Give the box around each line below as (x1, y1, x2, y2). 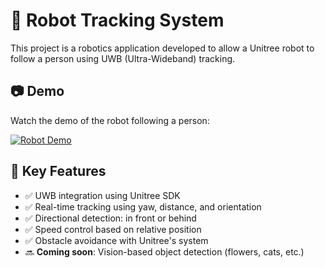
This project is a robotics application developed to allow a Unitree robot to (10, 42, 315, 54)
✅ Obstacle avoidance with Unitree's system (24, 234, 209, 246)
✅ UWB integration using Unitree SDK (24, 189, 181, 201)
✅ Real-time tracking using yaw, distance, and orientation (24, 200, 262, 213)
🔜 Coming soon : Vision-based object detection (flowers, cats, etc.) (24, 245, 305, 258)
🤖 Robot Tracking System (10, 9, 225, 32)
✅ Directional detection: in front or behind (24, 212, 197, 224)
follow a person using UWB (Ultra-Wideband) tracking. (10, 52, 236, 64)
